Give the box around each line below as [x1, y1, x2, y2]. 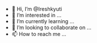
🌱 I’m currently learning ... [11, 18, 75, 24]
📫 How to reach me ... [11, 31, 66, 37]
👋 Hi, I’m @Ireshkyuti [11, 6, 62, 12]
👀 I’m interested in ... [11, 12, 62, 19]
